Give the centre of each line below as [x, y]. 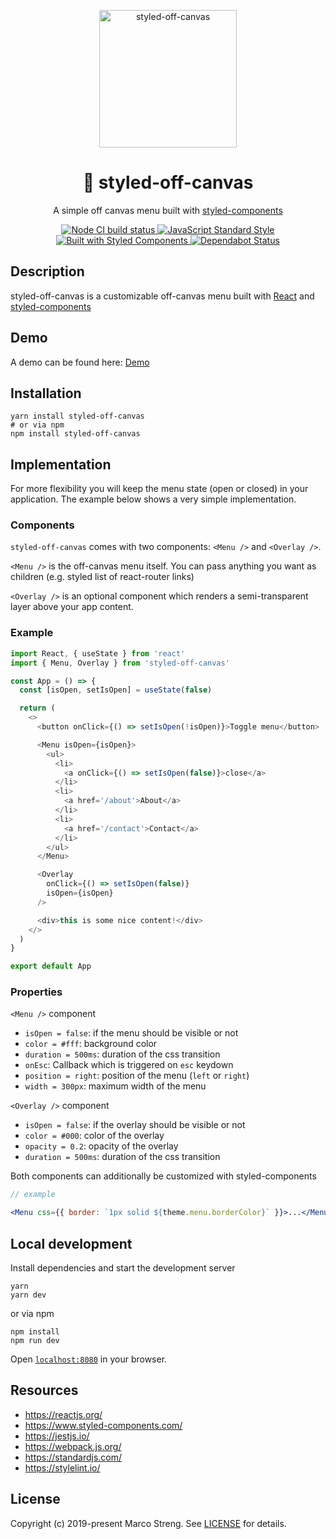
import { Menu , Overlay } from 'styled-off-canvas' [120, 663]
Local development [71, 1243]
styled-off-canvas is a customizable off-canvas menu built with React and [162, 296]
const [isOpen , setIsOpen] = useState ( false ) [116, 690]
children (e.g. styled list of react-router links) [102, 577]
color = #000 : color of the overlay [94, 1136]
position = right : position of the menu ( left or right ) [137, 1076]
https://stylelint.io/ [62, 1467]
